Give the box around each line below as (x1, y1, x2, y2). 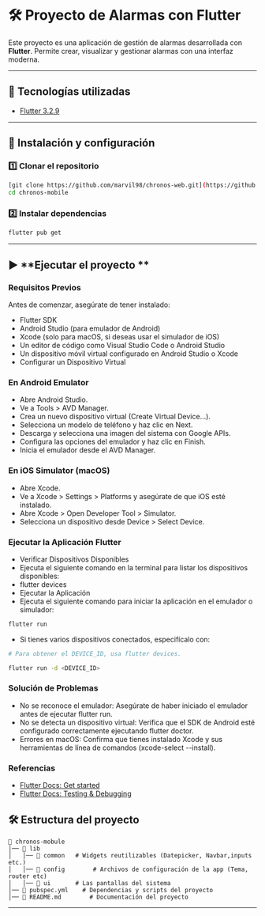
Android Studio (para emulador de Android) (19, 324, 161, 333)
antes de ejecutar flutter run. (19, 709, 113, 718)
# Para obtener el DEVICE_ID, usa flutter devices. (8, 649, 181, 657)
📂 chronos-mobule (8, 838, 65, 846)
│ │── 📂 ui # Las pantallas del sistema (8, 879, 171, 887)
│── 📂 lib (8, 844, 41, 853)
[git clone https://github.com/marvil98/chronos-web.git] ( (8, 181, 207, 190)
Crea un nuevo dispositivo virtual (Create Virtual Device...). (19, 412, 211, 422)
